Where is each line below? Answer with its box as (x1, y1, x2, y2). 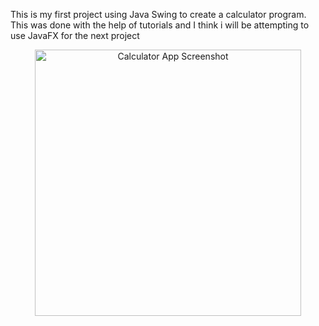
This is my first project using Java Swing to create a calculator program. (10, 9, 307, 20)
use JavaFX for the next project (10, 30, 140, 41)
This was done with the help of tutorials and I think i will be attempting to (10, 19, 310, 31)
